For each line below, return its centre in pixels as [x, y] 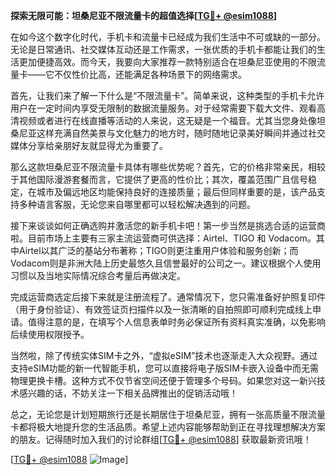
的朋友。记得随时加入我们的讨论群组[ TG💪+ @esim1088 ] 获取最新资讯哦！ [161, 439]
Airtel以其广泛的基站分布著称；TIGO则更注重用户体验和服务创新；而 [158, 250]
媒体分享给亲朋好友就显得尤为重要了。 [89, 145]
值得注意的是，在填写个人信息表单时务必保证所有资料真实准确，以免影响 [176, 322]
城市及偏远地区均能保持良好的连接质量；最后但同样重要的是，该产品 [176, 192]
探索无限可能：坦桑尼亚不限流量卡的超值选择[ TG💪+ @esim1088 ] [144, 15]
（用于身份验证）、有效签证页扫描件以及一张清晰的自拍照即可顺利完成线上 [161, 309]
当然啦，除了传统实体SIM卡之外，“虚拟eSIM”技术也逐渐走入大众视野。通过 [164, 355]
